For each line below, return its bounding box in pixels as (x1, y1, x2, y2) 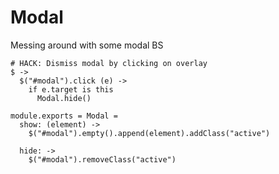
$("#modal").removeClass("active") (28, 154, 177, 165)
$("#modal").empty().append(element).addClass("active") (28, 128, 271, 138)
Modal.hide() (36, 93, 92, 103)
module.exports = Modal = (10, 111, 118, 121)
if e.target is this (28, 84, 114, 95)
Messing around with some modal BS (10, 39, 164, 51)
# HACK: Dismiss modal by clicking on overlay (10, 58, 208, 68)
